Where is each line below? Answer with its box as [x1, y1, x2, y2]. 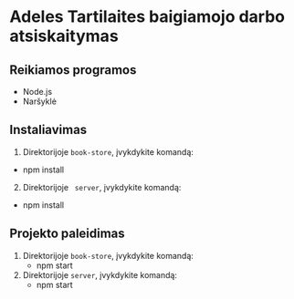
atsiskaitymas [9, 26, 119, 46]
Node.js [22, 87, 53, 97]
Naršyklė [22, 96, 58, 107]
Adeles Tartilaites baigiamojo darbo [9, 6, 286, 27]
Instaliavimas [9, 122, 88, 138]
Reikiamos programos [9, 62, 137, 77]
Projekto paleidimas [9, 226, 125, 242]
